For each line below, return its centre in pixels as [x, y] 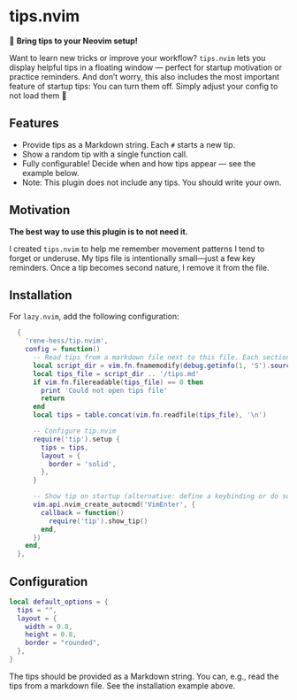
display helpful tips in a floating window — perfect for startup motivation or [146, 67]
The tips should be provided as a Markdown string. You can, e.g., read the [144, 676]
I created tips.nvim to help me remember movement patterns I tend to [137, 249]
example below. [50, 173]
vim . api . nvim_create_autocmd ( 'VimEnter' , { [114, 504]
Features [34, 123]
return [53, 399]
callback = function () [83, 512]
